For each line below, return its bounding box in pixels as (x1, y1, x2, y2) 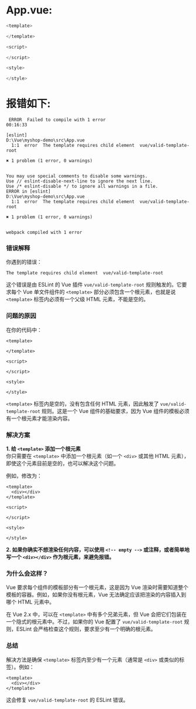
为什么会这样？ (6, 569, 49, 577)
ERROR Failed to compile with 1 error (8, 117, 106, 123)
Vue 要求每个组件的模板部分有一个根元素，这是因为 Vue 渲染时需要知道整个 (6, 584, 189, 591)
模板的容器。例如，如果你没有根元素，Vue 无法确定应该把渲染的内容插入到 (6, 591, 187, 598)
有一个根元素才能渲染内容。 (6, 415, 73, 422)
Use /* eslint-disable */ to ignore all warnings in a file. (6, 184, 159, 190)
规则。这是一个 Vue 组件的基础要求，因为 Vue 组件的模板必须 (42, 407, 190, 414)
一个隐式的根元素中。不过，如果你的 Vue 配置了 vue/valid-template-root (6, 618, 183, 625)
